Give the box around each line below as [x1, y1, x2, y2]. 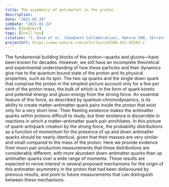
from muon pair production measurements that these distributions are [5, 144, 150, 151]
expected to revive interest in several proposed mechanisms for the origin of [5, 160, 163, 166]
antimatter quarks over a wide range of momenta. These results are [5, 155, 145, 161]
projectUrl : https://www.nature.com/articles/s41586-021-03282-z [5, 40, 145, 45]
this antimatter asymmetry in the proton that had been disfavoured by [5, 166, 149, 172]
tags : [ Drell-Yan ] [5, 31, 44, 36]
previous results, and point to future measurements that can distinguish [5, 171, 153, 177]
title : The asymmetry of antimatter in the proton [5, 7, 114, 13]
